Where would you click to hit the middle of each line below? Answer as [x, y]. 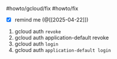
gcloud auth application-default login [63, 50]
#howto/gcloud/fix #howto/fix [42, 8]
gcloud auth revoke [38, 32]
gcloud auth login [36, 44]
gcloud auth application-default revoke [62, 38]
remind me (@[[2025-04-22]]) [51, 20]
